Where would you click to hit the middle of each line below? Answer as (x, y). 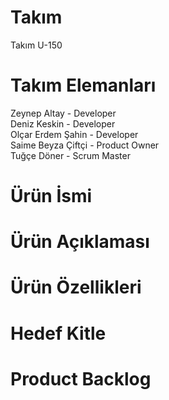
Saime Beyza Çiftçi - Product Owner (85, 145)
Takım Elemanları (83, 85)
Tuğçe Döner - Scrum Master (70, 155)
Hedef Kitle (58, 333)
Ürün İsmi (51, 196)
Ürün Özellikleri (76, 287)
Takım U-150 (36, 45)
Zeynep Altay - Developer (63, 113)
